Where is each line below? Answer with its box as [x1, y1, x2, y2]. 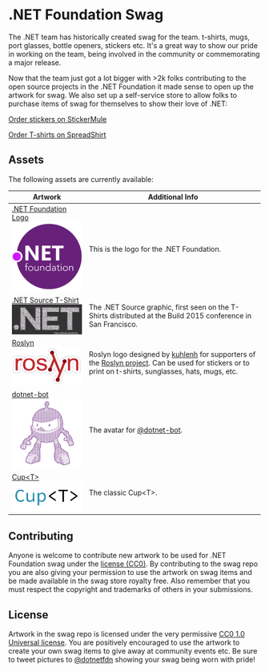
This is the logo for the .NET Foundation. [89, 244, 222, 253]
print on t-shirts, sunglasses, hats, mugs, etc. [89, 366, 239, 376]
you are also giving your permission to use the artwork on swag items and [8, 568, 252, 577]
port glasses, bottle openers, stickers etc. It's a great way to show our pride [8, 40, 259, 50]
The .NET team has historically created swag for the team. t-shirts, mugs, [8, 32, 251, 42]
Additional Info [147, 192, 199, 202]
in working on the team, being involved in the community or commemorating [8, 49, 260, 59]
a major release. [8, 58, 62, 67]
